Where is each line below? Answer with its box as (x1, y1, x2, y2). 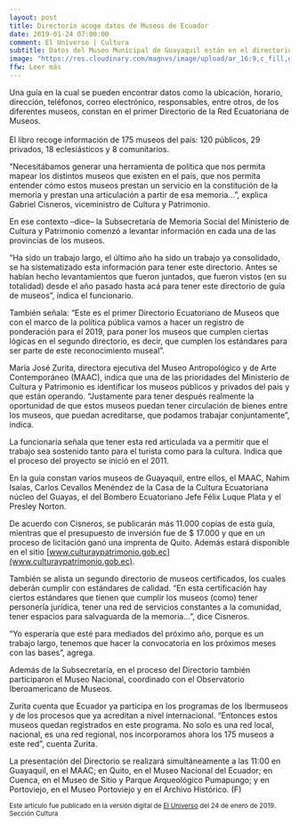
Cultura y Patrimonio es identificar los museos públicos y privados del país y (9, 381, 290, 392)
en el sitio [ (9, 546, 51, 557)
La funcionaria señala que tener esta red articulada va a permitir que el (9, 436, 269, 447)
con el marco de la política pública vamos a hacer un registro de (9, 317, 245, 328)
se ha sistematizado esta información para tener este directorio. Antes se (9, 262, 278, 272)
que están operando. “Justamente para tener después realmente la (9, 391, 255, 401)
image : (9, 54, 34, 63)
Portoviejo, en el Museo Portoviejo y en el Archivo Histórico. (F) (9, 784, 242, 795)
